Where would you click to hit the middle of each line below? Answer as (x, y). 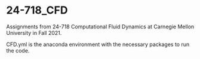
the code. (18, 50)
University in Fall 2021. (34, 32)
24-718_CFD (37, 10)
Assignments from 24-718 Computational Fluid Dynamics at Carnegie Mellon (100, 27)
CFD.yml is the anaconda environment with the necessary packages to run (98, 44)
